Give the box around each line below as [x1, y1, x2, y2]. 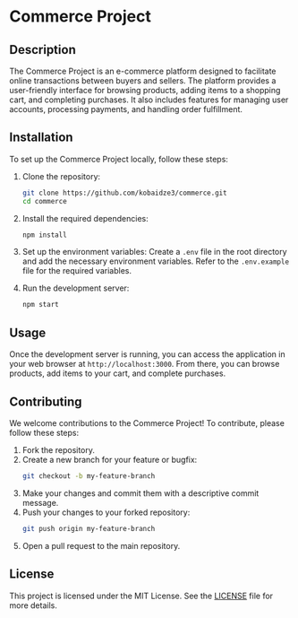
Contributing [9, 394, 82, 409]
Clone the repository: [21, 170, 101, 181]
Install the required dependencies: [21, 213, 149, 223]
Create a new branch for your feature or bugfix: [21, 454, 198, 465]
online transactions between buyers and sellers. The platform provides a [9, 75, 277, 86]
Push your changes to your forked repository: [21, 507, 191, 518]
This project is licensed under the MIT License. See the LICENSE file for [9, 590, 274, 601]
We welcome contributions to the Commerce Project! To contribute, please [9, 417, 285, 428]
